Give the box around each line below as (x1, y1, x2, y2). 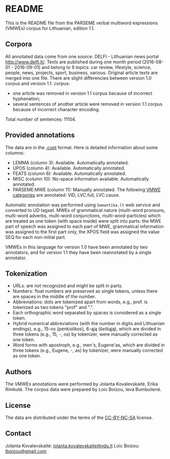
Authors (5, 367, 32, 376)
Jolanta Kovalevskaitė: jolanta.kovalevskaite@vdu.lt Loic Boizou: (5, 442, 140, 449)
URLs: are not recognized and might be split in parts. (12, 283, 123, 289)
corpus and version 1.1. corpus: (5, 80, 70, 86)
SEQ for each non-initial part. (5, 234, 66, 240)
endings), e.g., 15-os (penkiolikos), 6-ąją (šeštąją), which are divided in (12, 326, 161, 332)
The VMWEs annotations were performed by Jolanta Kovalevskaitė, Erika (5, 381, 158, 387)
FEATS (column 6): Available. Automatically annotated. (12, 170, 127, 176)
